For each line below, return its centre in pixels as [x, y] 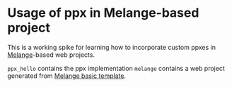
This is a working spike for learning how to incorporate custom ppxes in [111, 47]
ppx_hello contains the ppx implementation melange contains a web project [116, 68]
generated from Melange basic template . [66, 76]
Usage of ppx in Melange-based [103, 13]
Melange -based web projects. [51, 55]
